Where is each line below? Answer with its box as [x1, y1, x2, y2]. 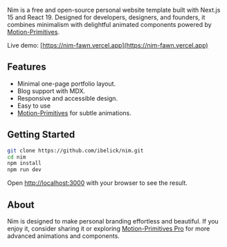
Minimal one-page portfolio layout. [17, 79, 116, 88]
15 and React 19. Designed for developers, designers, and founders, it [7, 13, 206, 21]
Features [7, 61, 46, 73]
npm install [7, 160, 42, 167]
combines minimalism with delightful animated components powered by [7, 21, 212, 28]
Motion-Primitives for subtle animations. [17, 108, 131, 117]
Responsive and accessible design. [17, 94, 118, 102]
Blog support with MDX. [17, 86, 85, 95]
